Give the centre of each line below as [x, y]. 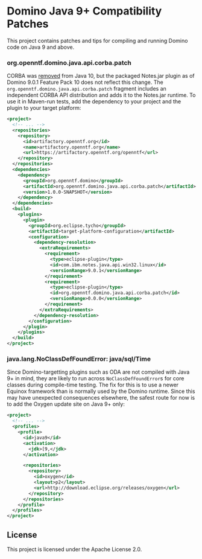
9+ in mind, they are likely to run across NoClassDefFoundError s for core [96, 379]
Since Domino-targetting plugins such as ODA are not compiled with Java [98, 372]
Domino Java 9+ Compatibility [84, 11]
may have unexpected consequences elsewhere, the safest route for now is [101, 398]
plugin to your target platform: [44, 108]
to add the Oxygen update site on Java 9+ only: [66, 404]
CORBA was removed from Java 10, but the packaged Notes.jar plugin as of [101, 76]
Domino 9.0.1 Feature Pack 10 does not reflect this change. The [85, 82]
